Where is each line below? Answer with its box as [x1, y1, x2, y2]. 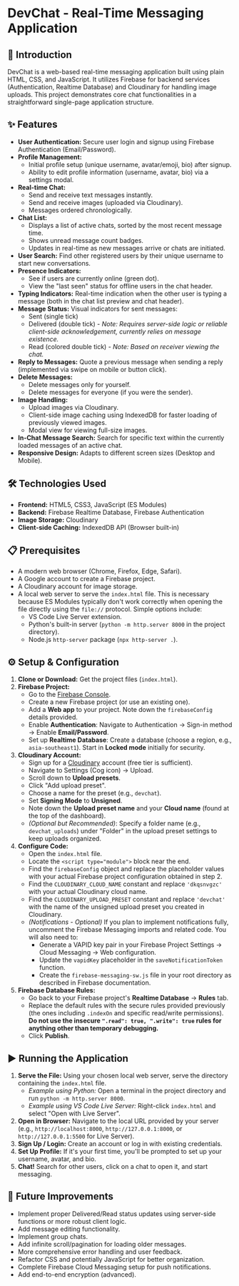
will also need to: [28, 933, 78, 942]
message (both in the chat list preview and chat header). [17, 296, 184, 305]
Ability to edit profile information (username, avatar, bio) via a [28, 168, 209, 176]
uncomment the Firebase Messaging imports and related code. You [28, 925, 227, 934]
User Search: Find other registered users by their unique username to [17, 251, 223, 260]
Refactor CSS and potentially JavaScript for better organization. [17, 1255, 205, 1263]
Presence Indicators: [17, 266, 81, 275]
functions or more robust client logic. [17, 1217, 127, 1225]
